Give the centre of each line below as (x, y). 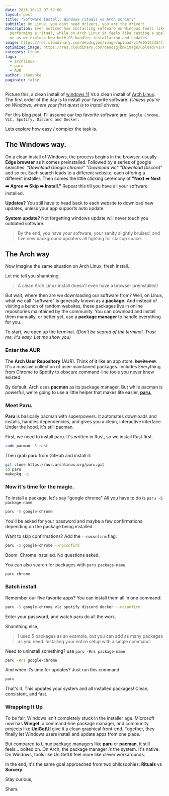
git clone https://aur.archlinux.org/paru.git (55, 465)
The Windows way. (36, 144)
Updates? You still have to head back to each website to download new (79, 203)
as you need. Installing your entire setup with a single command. (84, 641)
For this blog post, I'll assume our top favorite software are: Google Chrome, (83, 115)
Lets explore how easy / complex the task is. (51, 129)
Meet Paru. (19, 405)
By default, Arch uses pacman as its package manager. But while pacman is (84, 387)
